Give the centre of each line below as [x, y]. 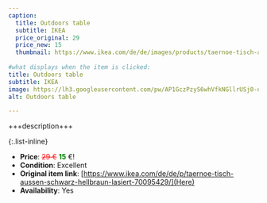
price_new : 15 [39, 45]
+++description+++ [41, 126]
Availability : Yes [46, 190]
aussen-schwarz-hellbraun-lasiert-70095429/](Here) [107, 182]
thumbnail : [33, 52]
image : [19, 89]
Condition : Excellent [53, 165]
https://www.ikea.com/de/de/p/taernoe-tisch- [159, 174]
